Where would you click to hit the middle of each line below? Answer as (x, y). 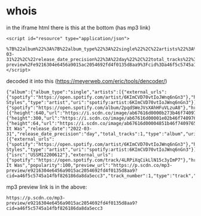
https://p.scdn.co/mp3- (36, 198)
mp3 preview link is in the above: (47, 187)
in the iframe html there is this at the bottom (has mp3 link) (78, 28)
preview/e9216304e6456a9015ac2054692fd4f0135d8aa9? (72, 203)
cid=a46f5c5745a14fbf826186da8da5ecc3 (54, 208)
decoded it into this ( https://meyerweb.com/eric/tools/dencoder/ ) (87, 81)
